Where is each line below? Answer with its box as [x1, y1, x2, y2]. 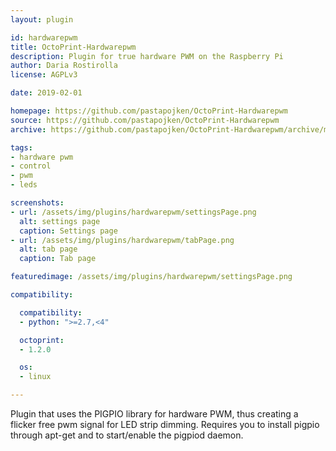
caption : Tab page [19, 254, 97, 264]
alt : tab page [19, 244, 78, 255]
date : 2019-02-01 [10, 88, 83, 98]
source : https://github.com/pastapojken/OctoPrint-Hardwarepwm [10, 115, 280, 125]
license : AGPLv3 [10, 70, 78, 80]
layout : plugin [10, 14, 74, 25]
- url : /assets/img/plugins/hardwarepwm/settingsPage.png [10, 207, 257, 217]
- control [10, 161, 52, 171]
